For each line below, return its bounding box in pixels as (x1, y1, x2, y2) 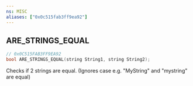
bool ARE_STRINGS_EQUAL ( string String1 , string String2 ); (6, 57, 150, 63)
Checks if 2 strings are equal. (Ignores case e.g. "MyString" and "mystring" (6, 67, 188, 74)
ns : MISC (6, 8, 27, 15)
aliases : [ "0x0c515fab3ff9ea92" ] (6, 14, 88, 20)
